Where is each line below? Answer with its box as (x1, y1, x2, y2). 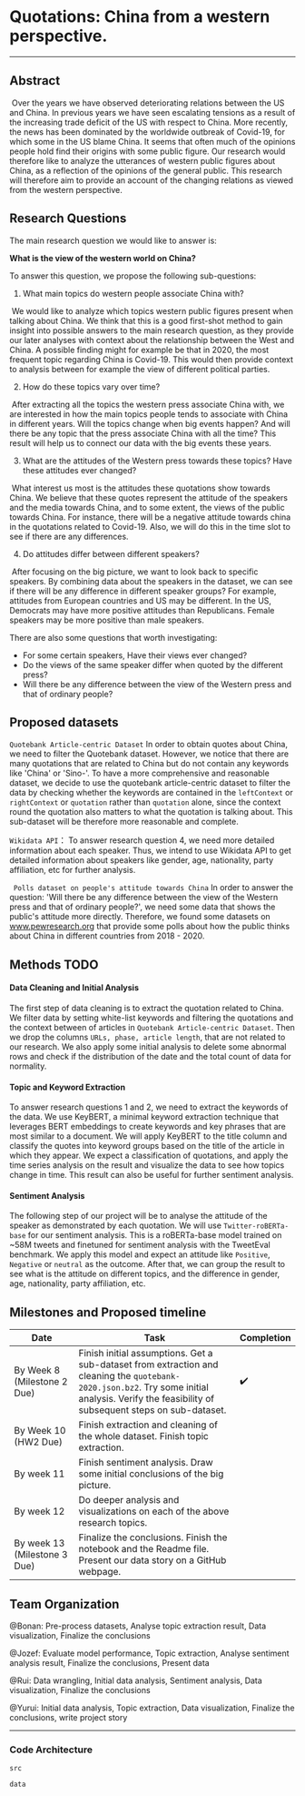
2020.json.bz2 (78, 1383, 140, 1394)
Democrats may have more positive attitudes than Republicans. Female (9, 604, 275, 615)
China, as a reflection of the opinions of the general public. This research (9, 165, 283, 176)
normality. (9, 1060, 47, 1071)
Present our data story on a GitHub (78, 1554, 227, 1567)
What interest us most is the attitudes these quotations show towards (11, 482, 271, 493)
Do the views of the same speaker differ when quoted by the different (22, 659, 283, 670)
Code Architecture (9, 1743, 93, 1756)
